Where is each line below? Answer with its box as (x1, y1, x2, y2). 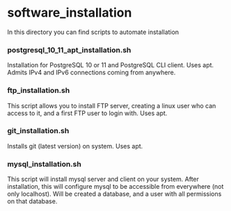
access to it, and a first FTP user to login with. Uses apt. (7, 109, 168, 117)
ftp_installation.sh (7, 85, 70, 95)
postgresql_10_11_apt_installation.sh (7, 45, 132, 55)
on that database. (7, 197, 58, 205)
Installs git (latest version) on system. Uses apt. (7, 142, 143, 150)
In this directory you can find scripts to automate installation (7, 28, 180, 36)
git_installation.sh (7, 126, 70, 136)
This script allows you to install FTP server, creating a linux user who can (7, 101, 216, 110)
